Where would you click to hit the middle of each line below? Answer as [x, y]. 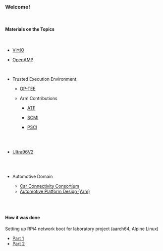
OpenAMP [23, 60]
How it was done [23, 218]
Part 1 [18, 238]
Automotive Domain [32, 176]
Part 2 [19, 244]
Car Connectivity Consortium [49, 186]
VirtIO [18, 50]
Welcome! [18, 7]
